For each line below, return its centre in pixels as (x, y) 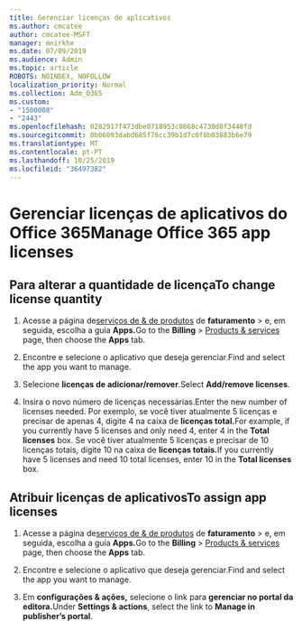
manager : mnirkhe (42, 43)
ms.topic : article (44, 69)
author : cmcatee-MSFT (50, 34)
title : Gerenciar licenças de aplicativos (90, 18)
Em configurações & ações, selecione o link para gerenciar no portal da (158, 598)
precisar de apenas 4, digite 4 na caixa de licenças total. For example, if (156, 422)
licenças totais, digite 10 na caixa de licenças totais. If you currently (148, 450)
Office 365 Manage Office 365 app (140, 232)
